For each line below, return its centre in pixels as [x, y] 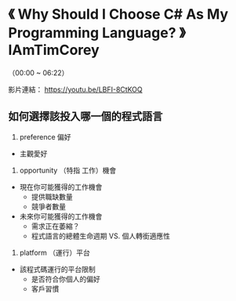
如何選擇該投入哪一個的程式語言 [85, 116]
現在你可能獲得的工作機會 [61, 187]
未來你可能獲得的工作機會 [61, 216]
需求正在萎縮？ [55, 226]
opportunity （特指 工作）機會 [68, 170]
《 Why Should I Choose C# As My [118, 15]
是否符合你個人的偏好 [65, 279]
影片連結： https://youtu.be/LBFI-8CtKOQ [75, 89]
